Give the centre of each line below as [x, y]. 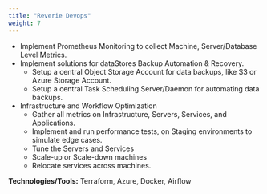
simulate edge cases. [67, 139]
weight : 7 [25, 23]
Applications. [54, 123]
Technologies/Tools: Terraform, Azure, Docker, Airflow [100, 180]
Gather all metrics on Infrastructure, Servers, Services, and [129, 114]
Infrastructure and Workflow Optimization [89, 106]
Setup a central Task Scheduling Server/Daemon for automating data [146, 88]
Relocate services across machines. [91, 165]
